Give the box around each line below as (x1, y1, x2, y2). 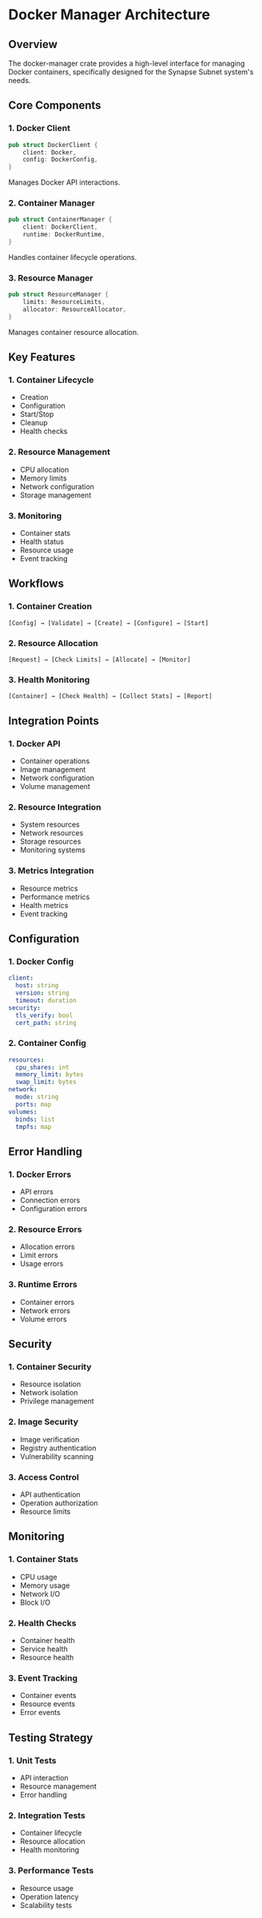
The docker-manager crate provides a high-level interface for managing (8, 58, 245, 68)
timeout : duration (15, 996, 77, 1004)
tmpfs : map (15, 1122, 52, 1130)
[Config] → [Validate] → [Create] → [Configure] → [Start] (8, 619, 209, 627)
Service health (19, 1645, 68, 1654)
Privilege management (19, 1397, 94, 1406)
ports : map (15, 1100, 52, 1108)
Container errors (19, 1297, 74, 1306)
